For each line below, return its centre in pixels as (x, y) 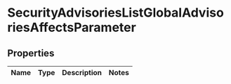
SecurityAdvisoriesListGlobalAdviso (116, 13)
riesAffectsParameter (72, 27)
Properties (31, 53)
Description (82, 73)
